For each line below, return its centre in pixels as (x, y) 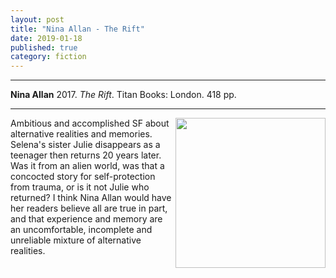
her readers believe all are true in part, (89, 208)
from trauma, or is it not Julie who (80, 187)
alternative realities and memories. (81, 134)
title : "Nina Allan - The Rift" (77, 29)
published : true (44, 47)
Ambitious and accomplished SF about (90, 123)
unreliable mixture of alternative (76, 240)
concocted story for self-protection (83, 177)
